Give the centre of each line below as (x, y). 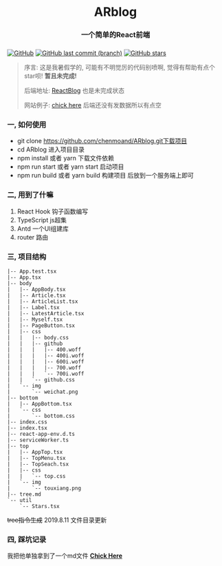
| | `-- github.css (41, 379)
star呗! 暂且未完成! (50, 76)
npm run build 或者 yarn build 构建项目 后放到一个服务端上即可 (106, 176)
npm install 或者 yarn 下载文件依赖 (66, 158)
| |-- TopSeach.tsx (38, 464)
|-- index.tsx (27, 428)
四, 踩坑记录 (27, 539)
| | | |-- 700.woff (44, 368)
